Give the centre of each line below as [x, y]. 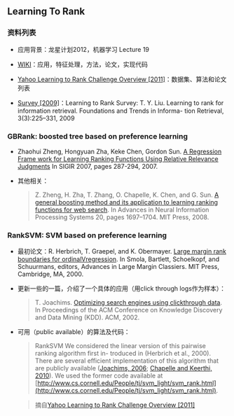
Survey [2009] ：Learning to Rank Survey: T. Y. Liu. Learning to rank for [121, 103]
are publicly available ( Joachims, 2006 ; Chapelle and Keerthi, [123, 368]
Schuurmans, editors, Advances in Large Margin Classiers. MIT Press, [118, 267]
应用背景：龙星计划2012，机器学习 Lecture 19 [83, 49]
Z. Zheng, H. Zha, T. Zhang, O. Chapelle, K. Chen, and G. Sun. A [127, 195]
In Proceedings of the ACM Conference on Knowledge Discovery [129, 310]
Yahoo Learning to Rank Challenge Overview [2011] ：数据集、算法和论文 [122, 79]
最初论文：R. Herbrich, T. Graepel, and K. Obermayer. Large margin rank [122, 251]
